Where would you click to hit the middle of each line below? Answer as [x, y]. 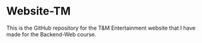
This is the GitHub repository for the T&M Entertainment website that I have [101, 28]
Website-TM [39, 11]
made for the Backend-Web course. [51, 34]
